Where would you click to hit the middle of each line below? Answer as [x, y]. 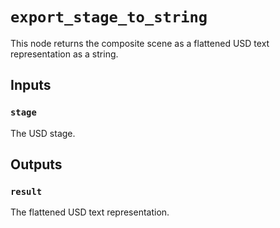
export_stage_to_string [109, 17]
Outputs [36, 164]
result [26, 191]
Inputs [31, 85]
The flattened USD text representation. [90, 212]
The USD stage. [43, 133]
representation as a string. [64, 54]
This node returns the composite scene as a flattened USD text [140, 43]
